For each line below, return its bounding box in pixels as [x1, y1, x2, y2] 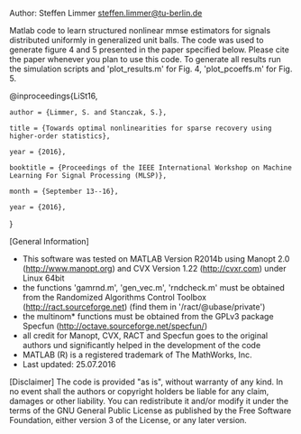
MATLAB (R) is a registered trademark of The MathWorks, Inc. [22, 349, 252, 360]
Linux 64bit [22, 272, 65, 283]
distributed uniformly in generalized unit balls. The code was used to [9, 35, 264, 45]
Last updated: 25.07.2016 [22, 359, 116, 369]
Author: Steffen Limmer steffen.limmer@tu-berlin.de [9, 8, 203, 18]
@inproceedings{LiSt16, [9, 90, 98, 101]
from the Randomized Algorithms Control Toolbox [22, 292, 207, 302]
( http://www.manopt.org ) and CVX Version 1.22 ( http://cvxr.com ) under [22, 263, 287, 273]
